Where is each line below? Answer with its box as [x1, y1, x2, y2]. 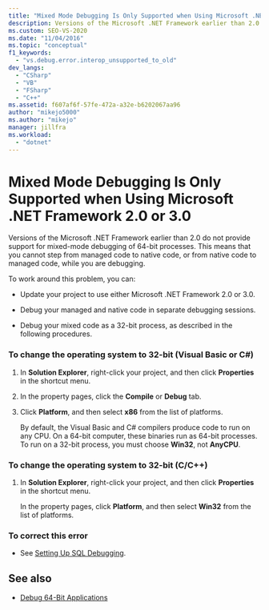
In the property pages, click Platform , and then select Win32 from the [19, 502, 251, 512]
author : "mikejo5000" [8, 109, 81, 117]
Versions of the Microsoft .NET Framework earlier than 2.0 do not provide [8, 233, 251, 243]
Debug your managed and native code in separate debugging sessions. [19, 305, 256, 315]
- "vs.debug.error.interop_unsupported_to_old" [15, 57, 178, 65]
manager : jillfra [8, 123, 66, 131]
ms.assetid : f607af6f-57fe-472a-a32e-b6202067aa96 [8, 101, 181, 109]
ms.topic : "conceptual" [8, 42, 88, 50]
